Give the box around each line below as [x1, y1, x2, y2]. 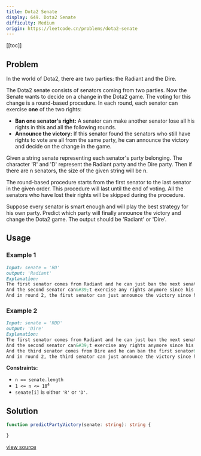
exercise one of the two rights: [6, 106, 82, 113]
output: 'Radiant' [6, 270, 52, 276]
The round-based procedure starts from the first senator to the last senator [6, 179, 191, 186]
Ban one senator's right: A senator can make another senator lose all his [14, 117, 195, 124]
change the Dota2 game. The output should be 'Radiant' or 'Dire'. [6, 216, 167, 223]
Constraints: [6, 364, 38, 372]
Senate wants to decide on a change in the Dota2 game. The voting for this [6, 93, 191, 101]
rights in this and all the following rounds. [14, 124, 117, 131]
